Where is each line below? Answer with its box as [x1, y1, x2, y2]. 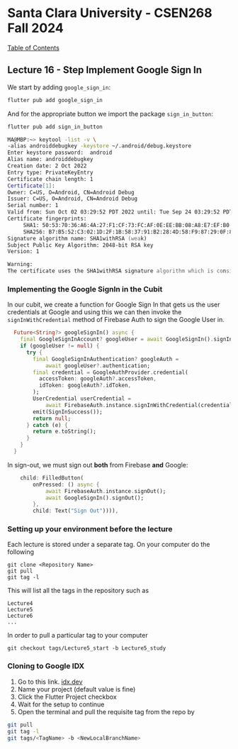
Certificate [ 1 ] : [7, 182, 55, 189]
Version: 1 [7, 248, 40, 255]
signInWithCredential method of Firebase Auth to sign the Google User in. [7, 316, 225, 324]
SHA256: [23, 228, 46, 235]
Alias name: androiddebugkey [7, 156, 93, 163]
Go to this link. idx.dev [17, 677, 83, 686]
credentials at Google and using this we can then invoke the [7, 308, 182, 316]
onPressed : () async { [33, 481, 100, 488]
